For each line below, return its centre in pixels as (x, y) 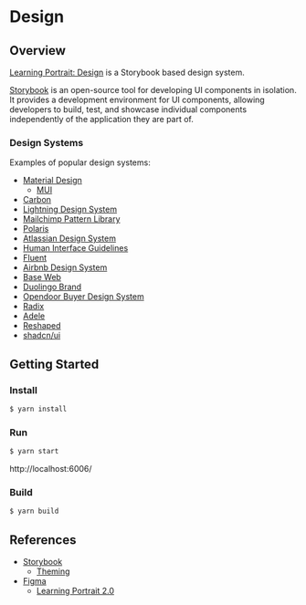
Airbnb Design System (65, 267)
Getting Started (54, 364)
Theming (53, 571)
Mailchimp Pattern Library (71, 219)
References (43, 540)
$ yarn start (34, 452)
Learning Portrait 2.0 (75, 591)
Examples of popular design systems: (80, 162)
